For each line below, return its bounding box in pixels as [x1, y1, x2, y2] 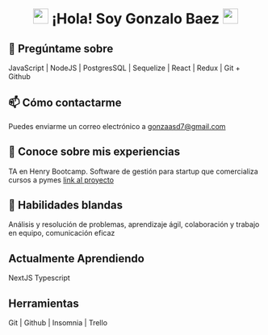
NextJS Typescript [8, 273, 70, 283]
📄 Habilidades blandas [8, 199, 124, 212]
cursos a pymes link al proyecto [8, 174, 115, 185]
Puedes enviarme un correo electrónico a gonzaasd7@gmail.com [8, 121, 226, 131]
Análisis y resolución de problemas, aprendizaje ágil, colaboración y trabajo [8, 220, 260, 229]
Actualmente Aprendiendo [8, 251, 145, 266]
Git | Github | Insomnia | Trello [8, 318, 107, 328]
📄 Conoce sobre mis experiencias [8, 145, 180, 159]
